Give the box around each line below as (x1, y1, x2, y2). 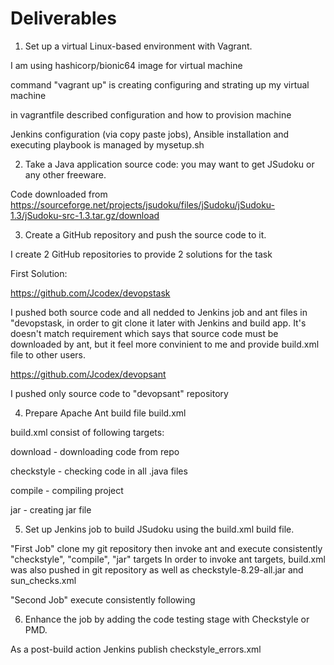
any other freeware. (24, 168, 107, 181)
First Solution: (10, 267, 68, 279)
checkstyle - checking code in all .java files (10, 465, 188, 477)
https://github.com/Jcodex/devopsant (10, 368, 167, 380)
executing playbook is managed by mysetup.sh (10, 138, 205, 151)
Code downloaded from (10, 188, 108, 200)
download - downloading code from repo (10, 445, 180, 457)
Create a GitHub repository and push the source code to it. (24, 228, 267, 241)
